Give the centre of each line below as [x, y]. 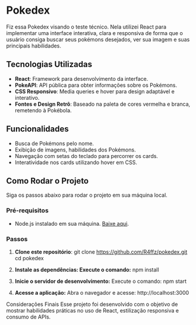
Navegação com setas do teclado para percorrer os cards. [86, 156]
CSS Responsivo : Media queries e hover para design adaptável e [95, 91]
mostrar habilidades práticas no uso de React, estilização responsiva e [93, 310]
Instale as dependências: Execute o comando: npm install [87, 269]
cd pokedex [29, 258]
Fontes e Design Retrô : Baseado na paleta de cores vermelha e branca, [102, 104]
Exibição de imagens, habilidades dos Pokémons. [75, 150]
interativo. [27, 97]
